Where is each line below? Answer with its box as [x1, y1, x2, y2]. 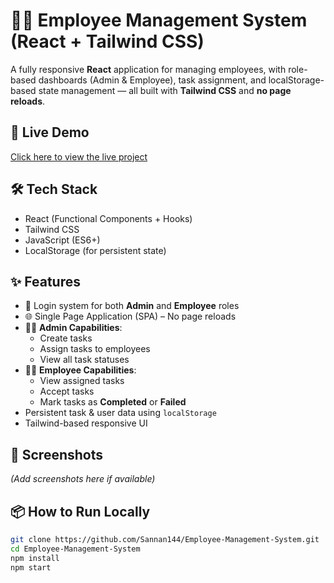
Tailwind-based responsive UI [24, 417, 148, 429]
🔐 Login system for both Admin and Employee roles [24, 300, 240, 312]
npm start [10, 562, 52, 573]
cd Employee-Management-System [10, 544, 141, 554]
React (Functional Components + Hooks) [24, 212, 193, 224]
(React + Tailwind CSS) [10, 30, 205, 53]
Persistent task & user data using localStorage [24, 407, 217, 419]
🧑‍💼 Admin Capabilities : [24, 322, 123, 334]
